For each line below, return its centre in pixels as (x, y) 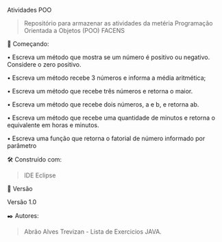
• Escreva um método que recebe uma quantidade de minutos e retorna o (111, 118)
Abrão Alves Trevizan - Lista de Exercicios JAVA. (93, 232)
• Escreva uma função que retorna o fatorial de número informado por (106, 138)
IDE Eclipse (40, 175)
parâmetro (22, 146)
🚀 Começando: (28, 44)
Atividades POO (29, 10)
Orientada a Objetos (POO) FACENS (74, 31)
